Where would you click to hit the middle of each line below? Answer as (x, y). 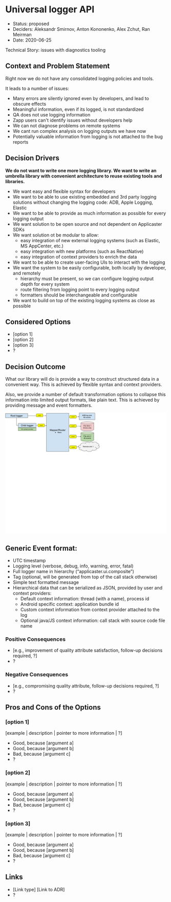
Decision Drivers (33, 158)
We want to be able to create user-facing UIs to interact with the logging (89, 262)
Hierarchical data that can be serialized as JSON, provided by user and (88, 588)
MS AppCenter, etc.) (42, 246)
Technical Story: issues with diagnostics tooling (56, 50)
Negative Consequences (37, 675)
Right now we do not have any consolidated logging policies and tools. (80, 79)
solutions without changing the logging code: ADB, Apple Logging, (83, 202)
